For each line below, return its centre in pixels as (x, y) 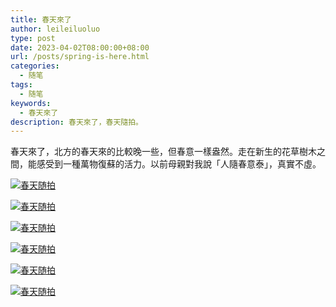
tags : (21, 85)
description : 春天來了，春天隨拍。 (76, 122)
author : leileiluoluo (55, 29)
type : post (33, 38)
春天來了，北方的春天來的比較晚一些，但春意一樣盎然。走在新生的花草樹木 (163, 152)
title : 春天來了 (41, 19)
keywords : (31, 103)
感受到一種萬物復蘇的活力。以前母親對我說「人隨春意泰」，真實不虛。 (179, 164)
